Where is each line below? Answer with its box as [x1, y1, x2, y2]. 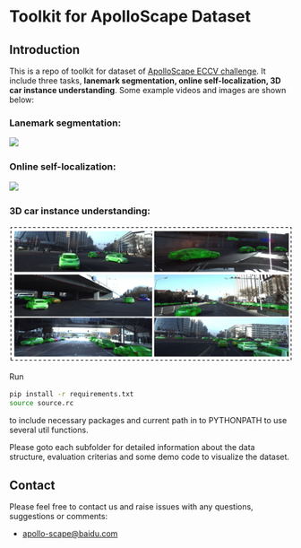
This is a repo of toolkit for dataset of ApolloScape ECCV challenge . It [9, 65, 266, 76]
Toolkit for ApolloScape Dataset [9, 6, 252, 27]
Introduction [9, 42, 81, 57]
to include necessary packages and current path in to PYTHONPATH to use [9, 415, 288, 426]
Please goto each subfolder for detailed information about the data [9, 442, 255, 453]
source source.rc [9, 399, 74, 408]
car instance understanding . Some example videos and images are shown [9, 85, 287, 95]
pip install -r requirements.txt [9, 389, 134, 398]
